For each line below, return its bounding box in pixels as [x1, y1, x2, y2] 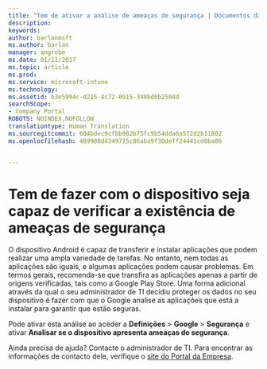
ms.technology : [8, 85, 59, 94]
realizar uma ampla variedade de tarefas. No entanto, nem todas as [8, 253, 229, 263]
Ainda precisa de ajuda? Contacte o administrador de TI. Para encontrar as [8, 343, 253, 353]
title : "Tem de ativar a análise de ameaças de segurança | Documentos [8, 11, 250, 20]
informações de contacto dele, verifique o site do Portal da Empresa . [8, 352, 234, 361]
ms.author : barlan [8, 41, 69, 49]
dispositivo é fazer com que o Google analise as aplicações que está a [8, 295, 239, 306]
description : [8, 19, 52, 27]
